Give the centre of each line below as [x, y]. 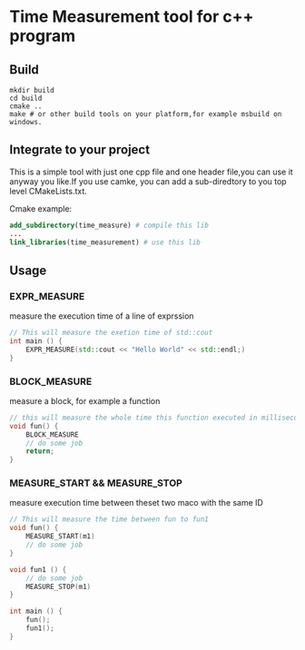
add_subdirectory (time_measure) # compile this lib [109, 225]
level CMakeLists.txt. [49, 191]
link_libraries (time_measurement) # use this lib [105, 242]
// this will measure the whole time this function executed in [133, 418]
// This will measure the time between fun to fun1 [109, 519]
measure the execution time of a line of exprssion [102, 316]
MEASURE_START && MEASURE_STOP [96, 483]
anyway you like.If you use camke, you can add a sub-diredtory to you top [148, 181]
